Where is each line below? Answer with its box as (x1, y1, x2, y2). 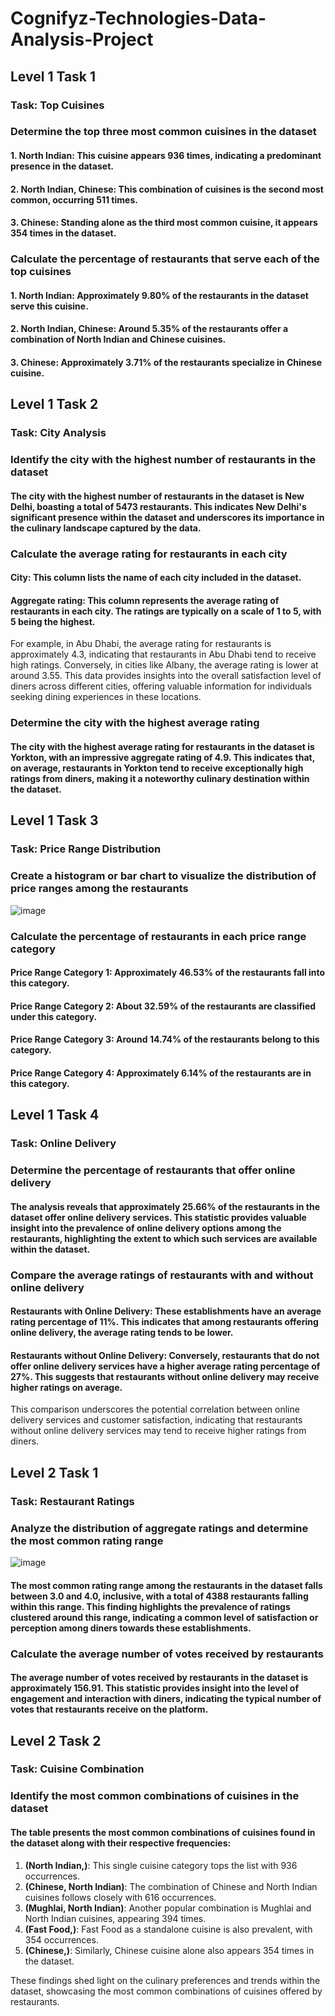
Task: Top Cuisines (10, 98, 105, 112)
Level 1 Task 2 (10, 396, 99, 413)
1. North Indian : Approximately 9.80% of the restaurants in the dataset (10, 289, 309, 301)
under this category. (10, 1010, 98, 1022)
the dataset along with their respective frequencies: (10, 1837, 232, 1849)
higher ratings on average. (10, 1381, 123, 1393)
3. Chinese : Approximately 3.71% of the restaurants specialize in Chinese (10, 356, 322, 368)
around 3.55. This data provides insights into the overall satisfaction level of (10, 670, 322, 682)
